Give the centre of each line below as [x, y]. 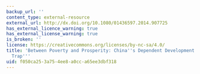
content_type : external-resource [48, 17]
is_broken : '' [24, 39]
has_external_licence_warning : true [52, 28]
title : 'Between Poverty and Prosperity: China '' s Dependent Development [101, 51]
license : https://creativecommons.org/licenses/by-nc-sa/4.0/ [86, 45]
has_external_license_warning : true [52, 34]
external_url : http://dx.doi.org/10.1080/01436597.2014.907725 [87, 23]
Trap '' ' [21, 56]
